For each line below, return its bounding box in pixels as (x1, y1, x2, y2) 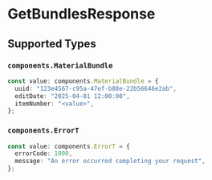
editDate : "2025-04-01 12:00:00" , (14, 92, 130, 100)
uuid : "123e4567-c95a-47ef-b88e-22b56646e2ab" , (14, 84, 177, 92)
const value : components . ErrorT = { (7, 142, 130, 150)
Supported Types (7, 37, 97, 51)
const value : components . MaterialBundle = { (7, 77, 159, 85)
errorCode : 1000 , (14, 149, 73, 157)
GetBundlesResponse (7, 5, 156, 23)
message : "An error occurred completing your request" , (14, 157, 206, 166)
